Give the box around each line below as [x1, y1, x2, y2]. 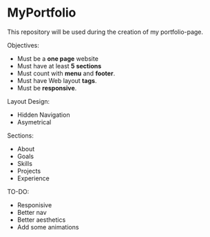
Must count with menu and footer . [17, 69, 116, 77]
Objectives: [7, 41, 39, 49]
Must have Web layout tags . [17, 76, 97, 84]
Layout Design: [7, 97, 50, 105]
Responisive [17, 200, 52, 209]
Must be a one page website [17, 54, 98, 63]
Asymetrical [17, 117, 52, 126]
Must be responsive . [17, 84, 77, 92]
